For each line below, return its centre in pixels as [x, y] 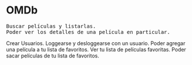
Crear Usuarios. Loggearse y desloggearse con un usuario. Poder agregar [96, 43]
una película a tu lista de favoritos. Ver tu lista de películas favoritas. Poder [96, 49]
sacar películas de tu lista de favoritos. [53, 56]
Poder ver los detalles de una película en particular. [88, 32]
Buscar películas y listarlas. [51, 26]
